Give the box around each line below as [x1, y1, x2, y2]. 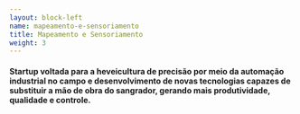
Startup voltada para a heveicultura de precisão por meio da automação [9, 66, 285, 76]
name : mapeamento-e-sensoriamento [9, 22, 140, 31]
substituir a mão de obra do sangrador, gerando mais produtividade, [9, 84, 271, 95]
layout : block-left [9, 13, 83, 22]
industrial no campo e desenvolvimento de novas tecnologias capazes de [9, 75, 291, 86]
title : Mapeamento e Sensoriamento [9, 30, 144, 39]
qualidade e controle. [9, 94, 91, 105]
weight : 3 [9, 38, 47, 48]
